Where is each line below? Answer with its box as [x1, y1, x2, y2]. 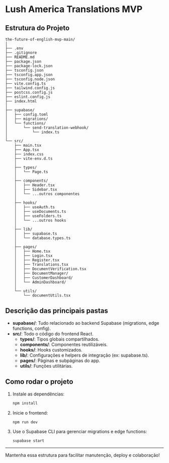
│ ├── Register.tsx [14, 258, 59, 263]
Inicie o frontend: [12, 410, 48, 416]
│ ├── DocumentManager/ [14, 271, 69, 276]
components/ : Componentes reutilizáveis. [20, 341, 108, 348]
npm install [12, 400, 38, 406]
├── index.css [14, 152, 44, 157]
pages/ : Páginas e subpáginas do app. [20, 357, 101, 364]
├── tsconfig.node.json [5, 77, 55, 82]
